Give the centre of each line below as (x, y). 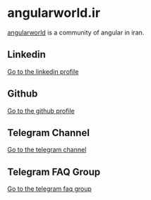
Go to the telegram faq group (49, 189)
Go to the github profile (41, 111)
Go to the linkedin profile (43, 71)
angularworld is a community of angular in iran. (76, 32)
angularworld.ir (54, 13)
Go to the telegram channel (47, 150)
